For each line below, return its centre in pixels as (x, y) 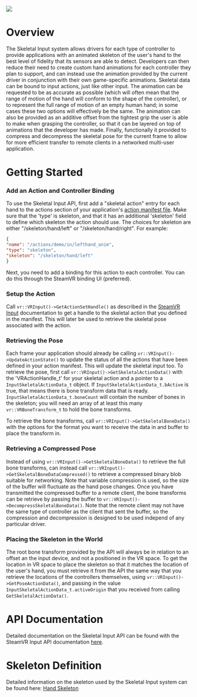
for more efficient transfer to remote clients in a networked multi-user (90, 142)
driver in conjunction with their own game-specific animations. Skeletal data (98, 80)
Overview (30, 33)
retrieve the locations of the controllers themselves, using (76, 577)
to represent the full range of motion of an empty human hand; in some (92, 105)
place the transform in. (34, 433)
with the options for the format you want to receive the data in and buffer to (98, 427)
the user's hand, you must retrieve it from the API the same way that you (94, 571)
